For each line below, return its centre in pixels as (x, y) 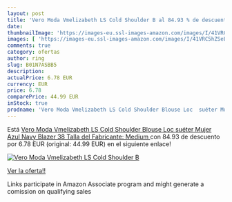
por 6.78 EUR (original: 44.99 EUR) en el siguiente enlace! (89, 144)
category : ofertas (33, 52)
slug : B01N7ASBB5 (32, 65)
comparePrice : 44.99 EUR (43, 97)
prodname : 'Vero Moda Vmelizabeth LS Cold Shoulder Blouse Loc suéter (112, 110)
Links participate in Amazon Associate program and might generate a (106, 184)
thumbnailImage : (30, 33)
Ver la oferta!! (27, 170)
